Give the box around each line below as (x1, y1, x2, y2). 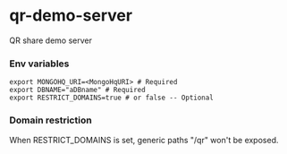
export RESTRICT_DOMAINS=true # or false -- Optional (9, 93, 215, 103)
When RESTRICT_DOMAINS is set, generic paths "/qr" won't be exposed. (9, 134, 279, 145)
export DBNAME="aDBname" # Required (9, 86, 146, 95)
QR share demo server (9, 35, 92, 46)
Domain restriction (9, 114, 92, 126)
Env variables (9, 57, 70, 70)
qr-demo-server (9, 5, 132, 26)
